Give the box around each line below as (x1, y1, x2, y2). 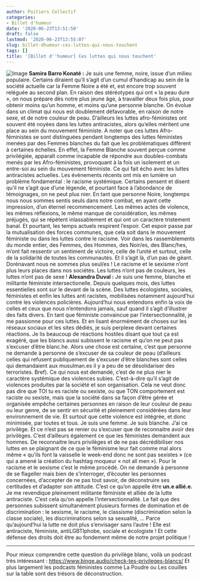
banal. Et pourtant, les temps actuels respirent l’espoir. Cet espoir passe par (6, 222, 193, 229)
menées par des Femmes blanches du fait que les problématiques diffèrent (6, 139, 191, 147)
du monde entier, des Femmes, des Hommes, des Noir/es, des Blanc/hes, (6, 241, 187, 248)
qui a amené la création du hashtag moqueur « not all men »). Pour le (6, 457, 176, 464)
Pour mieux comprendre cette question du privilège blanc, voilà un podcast (6, 551, 192, 558)
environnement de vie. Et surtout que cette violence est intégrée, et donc (6, 413, 187, 420)
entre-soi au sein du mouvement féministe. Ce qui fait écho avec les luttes (6, 165, 190, 172)
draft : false (6, 31, 39, 37)
